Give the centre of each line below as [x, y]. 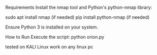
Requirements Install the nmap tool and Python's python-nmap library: [79, 7]
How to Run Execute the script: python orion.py [55, 37]
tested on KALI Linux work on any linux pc [49, 47]
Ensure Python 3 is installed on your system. [52, 27]
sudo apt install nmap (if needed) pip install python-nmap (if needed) [77, 17]
